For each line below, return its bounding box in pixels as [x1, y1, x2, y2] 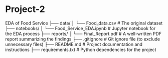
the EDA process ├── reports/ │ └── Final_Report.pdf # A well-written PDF [5, 30, 162, 36]
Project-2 [5, 3, 45, 15]
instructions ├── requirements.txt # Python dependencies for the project [5, 46, 156, 52]
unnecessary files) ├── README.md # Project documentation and [5, 41, 143, 47]
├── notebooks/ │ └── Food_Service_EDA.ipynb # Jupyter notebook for [5, 25, 156, 31]
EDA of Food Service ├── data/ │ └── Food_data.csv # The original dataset [5, 20, 163, 26]
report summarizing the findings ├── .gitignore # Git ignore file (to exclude [5, 36, 160, 42]
